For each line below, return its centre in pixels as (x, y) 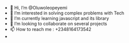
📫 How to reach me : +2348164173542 (51, 29)
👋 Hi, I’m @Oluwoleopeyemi (39, 8)
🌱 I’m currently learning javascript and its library (59, 18)
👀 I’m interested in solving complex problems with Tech (67, 13)
